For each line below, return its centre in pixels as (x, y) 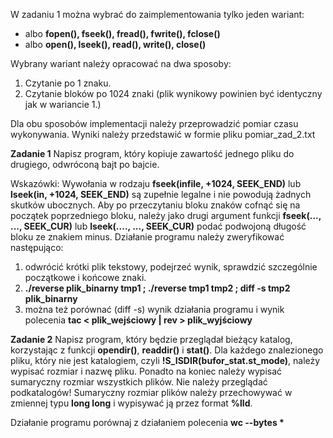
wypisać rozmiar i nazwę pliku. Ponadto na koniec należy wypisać (146, 371)
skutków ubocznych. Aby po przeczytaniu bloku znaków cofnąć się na (155, 205)
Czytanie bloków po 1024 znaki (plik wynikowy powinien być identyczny (173, 93)
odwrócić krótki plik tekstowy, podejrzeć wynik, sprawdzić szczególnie (171, 267)
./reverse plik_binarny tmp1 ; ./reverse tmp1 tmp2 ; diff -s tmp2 (157, 288)
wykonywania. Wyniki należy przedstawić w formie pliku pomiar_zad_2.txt (163, 134)
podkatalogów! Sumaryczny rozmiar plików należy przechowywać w (151, 392)
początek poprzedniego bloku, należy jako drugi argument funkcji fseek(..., (166, 215)
